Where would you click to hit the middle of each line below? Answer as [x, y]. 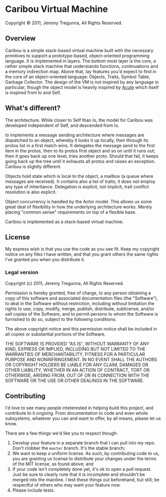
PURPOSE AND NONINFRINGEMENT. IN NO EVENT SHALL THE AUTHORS [81, 359]
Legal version [22, 273]
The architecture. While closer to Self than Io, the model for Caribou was [79, 120]
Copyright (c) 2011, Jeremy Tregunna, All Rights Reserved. [65, 283]
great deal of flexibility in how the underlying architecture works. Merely [79, 207]
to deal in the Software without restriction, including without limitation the [80, 303]
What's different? [33, 108]
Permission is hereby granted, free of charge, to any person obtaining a [78, 293]
